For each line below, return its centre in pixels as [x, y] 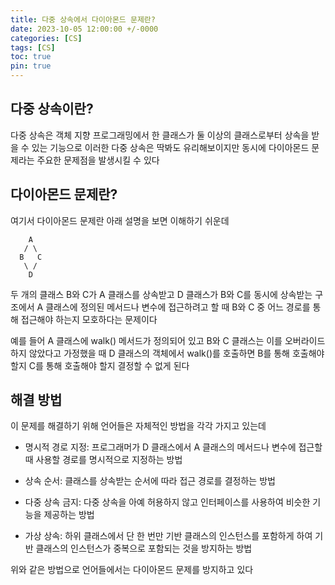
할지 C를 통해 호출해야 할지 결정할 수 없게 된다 [100, 365]
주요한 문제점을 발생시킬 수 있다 [98, 160]
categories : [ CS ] [46, 38]
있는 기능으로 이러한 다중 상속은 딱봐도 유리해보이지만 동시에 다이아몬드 [170, 147]
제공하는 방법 [69, 515]
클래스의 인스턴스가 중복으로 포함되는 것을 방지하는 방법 [144, 548]
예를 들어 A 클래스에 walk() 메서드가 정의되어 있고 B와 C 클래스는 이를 [146, 340]
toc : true [31, 57]
